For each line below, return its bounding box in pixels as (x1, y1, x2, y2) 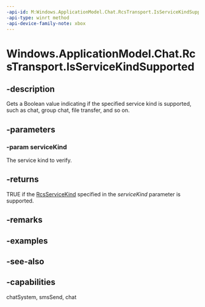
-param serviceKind (6, 142, 67, 151)
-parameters (6, 124, 56, 135)
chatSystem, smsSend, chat (6, 293, 77, 300)
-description (6, 84, 55, 94)
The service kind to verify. (6, 157, 72, 164)
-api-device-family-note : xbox (6, 20, 86, 26)
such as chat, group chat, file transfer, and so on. (6, 106, 130, 114)
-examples (6, 235, 48, 246)
